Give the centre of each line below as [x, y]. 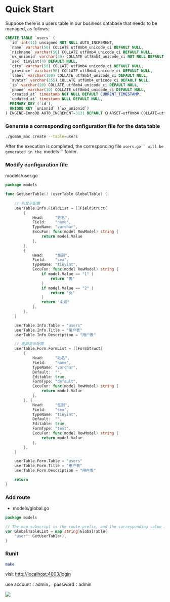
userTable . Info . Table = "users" [48, 325]
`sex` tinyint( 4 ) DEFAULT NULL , [44, 62]
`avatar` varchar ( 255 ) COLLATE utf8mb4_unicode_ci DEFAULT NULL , [80, 80]
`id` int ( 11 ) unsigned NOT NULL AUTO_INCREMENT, [62, 42]
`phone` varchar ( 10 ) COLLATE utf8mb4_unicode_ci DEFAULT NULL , [78, 89]
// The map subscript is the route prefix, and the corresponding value [83, 527]
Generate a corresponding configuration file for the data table [83, 126]
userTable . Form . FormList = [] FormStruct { [58, 349]
